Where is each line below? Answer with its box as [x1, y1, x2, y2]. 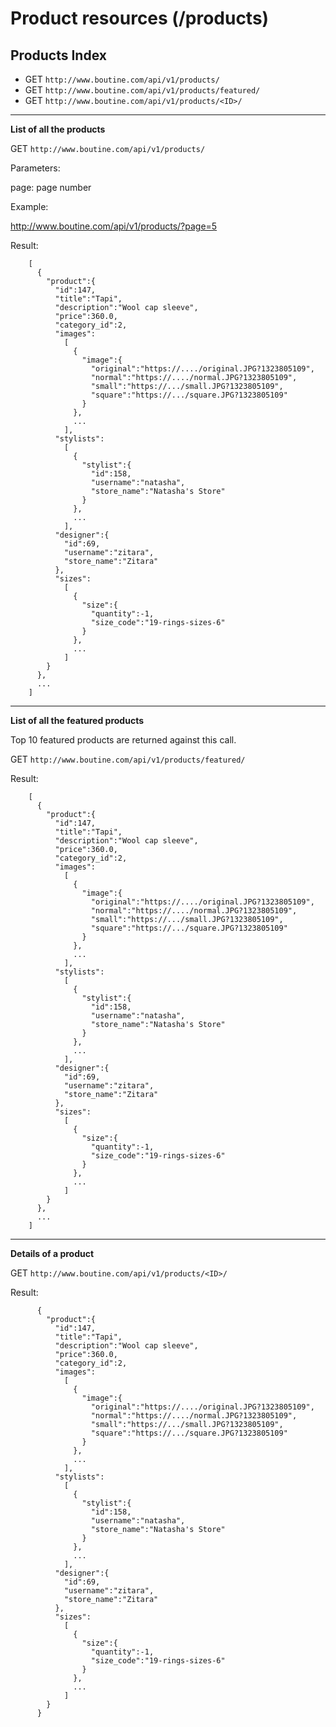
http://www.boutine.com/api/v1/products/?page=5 [10, 220, 218, 232]
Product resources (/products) [10, 7, 270, 30]
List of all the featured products [10, 715, 145, 726]
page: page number [10, 182, 92, 193]
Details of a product [10, 1248, 95, 1259]
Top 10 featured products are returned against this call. [10, 734, 237, 746]
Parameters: [10, 162, 61, 174]
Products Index [10, 47, 107, 64]
